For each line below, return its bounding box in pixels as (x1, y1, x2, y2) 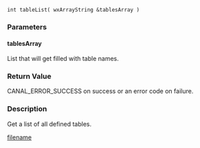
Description (7, 104, 47, 114)
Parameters (7, 22, 47, 32)
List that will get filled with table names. (7, 55, 119, 63)
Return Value (7, 72, 52, 82)
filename (7, 133, 32, 141)
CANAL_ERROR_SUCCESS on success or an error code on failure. (7, 87, 194, 95)
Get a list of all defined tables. (7, 120, 92, 128)
